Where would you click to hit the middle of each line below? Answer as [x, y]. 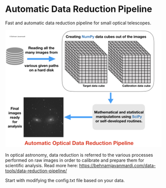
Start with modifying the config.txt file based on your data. [65, 180]
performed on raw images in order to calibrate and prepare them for [75, 160]
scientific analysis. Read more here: [42, 165]
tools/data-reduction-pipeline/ [36, 171]
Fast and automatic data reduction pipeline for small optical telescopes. [78, 23]
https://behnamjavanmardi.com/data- [118, 165]
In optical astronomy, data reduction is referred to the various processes [79, 155]
